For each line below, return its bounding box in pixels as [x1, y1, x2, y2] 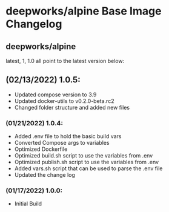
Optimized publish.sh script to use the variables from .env [14, 159, 159, 166]
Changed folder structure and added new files [14, 104, 130, 111]
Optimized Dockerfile [14, 145, 68, 153]
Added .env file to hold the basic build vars [14, 133, 122, 140]
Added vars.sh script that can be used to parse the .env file [14, 165, 163, 172]
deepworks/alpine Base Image [5, 4, 162, 18]
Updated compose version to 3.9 [14, 91, 97, 98]
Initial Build [14, 200, 42, 207]
